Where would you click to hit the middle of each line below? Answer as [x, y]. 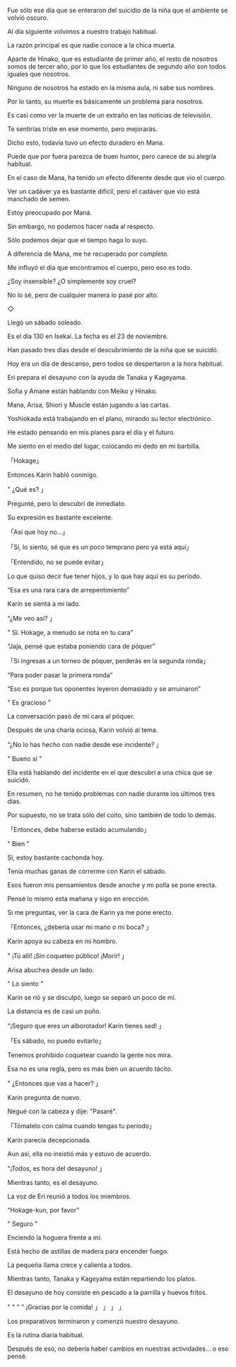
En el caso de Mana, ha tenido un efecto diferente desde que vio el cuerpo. [117, 178]
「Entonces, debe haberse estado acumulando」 [79, 829]
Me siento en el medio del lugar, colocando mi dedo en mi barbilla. [104, 446]
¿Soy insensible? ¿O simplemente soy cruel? [72, 281]
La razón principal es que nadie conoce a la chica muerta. [92, 45]
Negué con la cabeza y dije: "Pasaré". [62, 1111]
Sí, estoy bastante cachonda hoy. [56, 857]
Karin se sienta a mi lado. [44, 604]
